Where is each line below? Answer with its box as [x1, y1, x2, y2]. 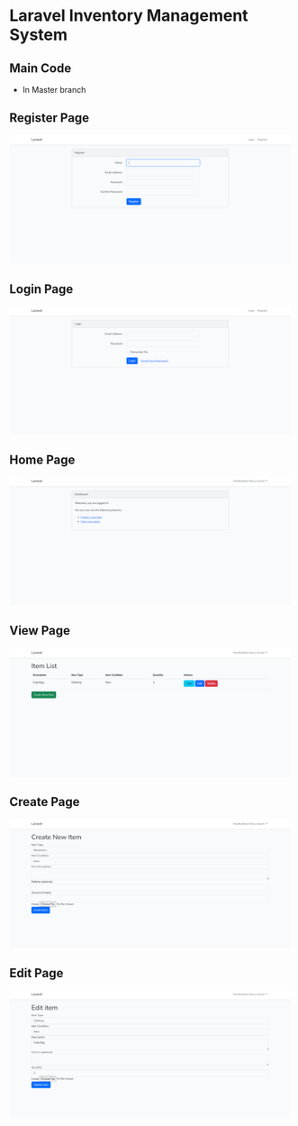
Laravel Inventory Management [9, 5, 249, 26]
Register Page [9, 110, 90, 126]
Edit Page [9, 966, 64, 981]
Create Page [9, 794, 80, 810]
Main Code [9, 60, 72, 76]
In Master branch [22, 85, 86, 95]
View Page [9, 623, 70, 638]
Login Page [9, 281, 74, 297]
